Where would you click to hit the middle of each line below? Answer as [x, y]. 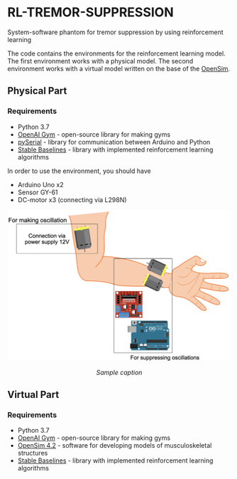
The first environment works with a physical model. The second [100, 60]
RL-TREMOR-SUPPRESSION [90, 12]
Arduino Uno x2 [40, 184]
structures [33, 453]
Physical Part [37, 91]
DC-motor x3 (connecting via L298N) [72, 199]
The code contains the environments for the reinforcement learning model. [116, 53]
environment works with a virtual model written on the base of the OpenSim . [119, 68]
